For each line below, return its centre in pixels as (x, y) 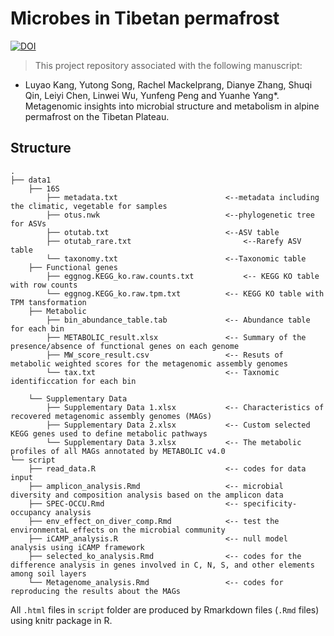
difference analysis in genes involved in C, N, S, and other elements (162, 565)
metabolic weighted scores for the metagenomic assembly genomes (149, 363)
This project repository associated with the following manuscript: (168, 65)
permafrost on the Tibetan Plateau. (97, 116)
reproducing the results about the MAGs (96, 591)
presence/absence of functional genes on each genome (125, 346)
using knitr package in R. (61, 620)
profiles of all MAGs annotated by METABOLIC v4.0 (118, 451)
